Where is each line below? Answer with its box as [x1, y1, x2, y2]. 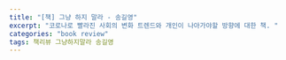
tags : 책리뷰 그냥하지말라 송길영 [9, 37, 114, 47]
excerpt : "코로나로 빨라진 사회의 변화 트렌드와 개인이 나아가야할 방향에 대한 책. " [9, 21, 279, 30]
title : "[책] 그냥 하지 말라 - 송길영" [9, 12, 138, 22]
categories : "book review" [9, 29, 109, 38]
